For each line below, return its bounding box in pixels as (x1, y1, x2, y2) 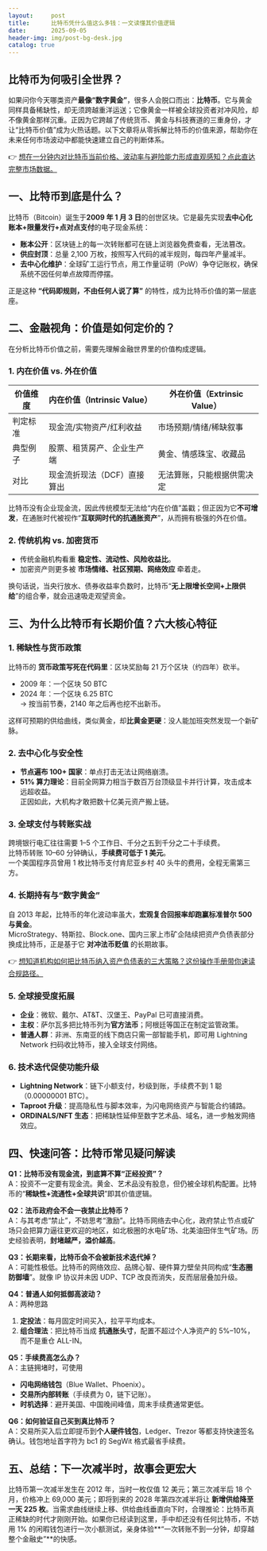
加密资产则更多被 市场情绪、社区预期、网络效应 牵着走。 (19, 564, 205, 574)
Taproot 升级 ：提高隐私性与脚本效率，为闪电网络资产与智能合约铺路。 (19, 1101, 250, 1111)
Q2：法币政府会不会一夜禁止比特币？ (8, 1206, 130, 1216)
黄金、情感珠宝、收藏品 (157, 448, 246, 459)
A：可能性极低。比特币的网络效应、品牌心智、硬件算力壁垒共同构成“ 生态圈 (8, 1262, 253, 1272)
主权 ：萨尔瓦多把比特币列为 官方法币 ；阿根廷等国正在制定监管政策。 (19, 1020, 243, 1029)
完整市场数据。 (8, 164, 57, 173)
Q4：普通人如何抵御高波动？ (8, 1289, 103, 1299)
